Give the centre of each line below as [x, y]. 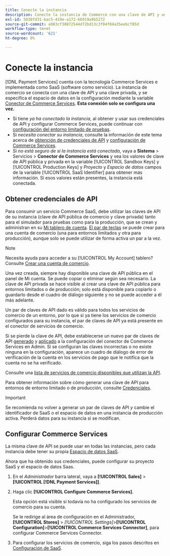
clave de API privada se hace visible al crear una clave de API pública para [83, 284]
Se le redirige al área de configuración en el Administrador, [74, 517]
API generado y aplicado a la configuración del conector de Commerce [79, 341]
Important [15, 397]
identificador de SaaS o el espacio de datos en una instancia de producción [84, 413]
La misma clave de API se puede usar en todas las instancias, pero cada [80, 446]
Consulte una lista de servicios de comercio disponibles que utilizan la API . [83, 373]
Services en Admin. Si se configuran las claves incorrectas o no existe [78, 346]
